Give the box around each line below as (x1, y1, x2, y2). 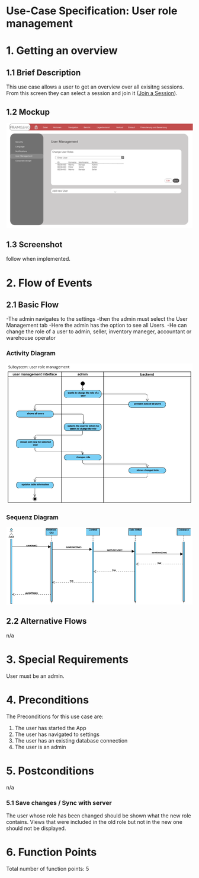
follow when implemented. (6, 255, 71, 263)
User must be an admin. (6, 672, 65, 680)
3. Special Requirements (6, 652, 129, 666)
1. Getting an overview (6, 44, 118, 58)
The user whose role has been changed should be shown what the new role (6, 812, 191, 819)
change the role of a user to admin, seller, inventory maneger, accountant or (6, 328, 192, 335)
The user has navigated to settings (14, 731, 99, 738)
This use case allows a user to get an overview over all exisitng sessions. (6, 83, 185, 90)
